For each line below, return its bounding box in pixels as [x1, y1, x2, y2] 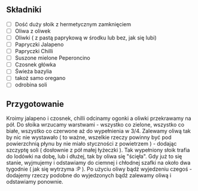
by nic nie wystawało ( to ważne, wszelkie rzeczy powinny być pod [6, 134, 172, 141]
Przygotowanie [6, 98, 64, 109]
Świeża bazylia [14, 68, 52, 75]
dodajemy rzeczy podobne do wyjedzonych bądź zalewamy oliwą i [6, 172, 172, 179]
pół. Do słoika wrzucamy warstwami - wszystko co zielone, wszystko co [6, 121, 184, 128]
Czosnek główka [14, 61, 56, 68]
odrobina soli [14, 81, 47, 88]
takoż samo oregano [14, 75, 66, 82]
